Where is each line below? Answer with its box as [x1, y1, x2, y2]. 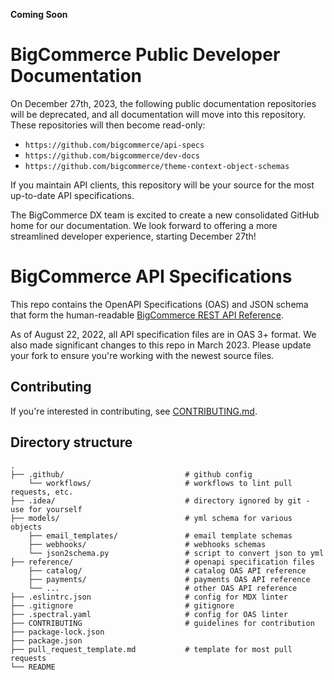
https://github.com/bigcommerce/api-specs [24, 140, 205, 150]
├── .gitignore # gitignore [10, 600, 235, 611]
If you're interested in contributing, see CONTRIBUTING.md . [10, 405, 258, 417]
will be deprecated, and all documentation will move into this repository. [10, 108, 307, 120]
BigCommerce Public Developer [10, 44, 281, 66]
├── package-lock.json [10, 627, 105, 637]
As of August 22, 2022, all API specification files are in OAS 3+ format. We [10, 328, 317, 340]
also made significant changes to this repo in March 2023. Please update [10, 339, 312, 351]
